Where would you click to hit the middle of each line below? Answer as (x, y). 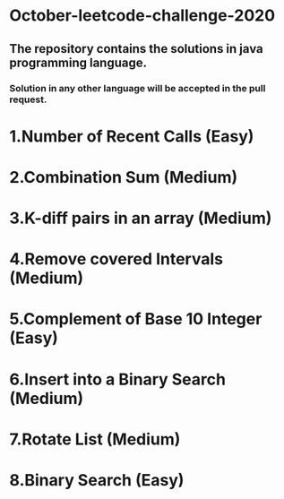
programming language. (78, 62)
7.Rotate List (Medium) (95, 439)
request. (28, 99)
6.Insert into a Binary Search (118, 379)
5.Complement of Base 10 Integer (136, 319)
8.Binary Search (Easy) (97, 480)
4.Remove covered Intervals (116, 259)
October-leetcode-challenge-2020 (142, 16)
